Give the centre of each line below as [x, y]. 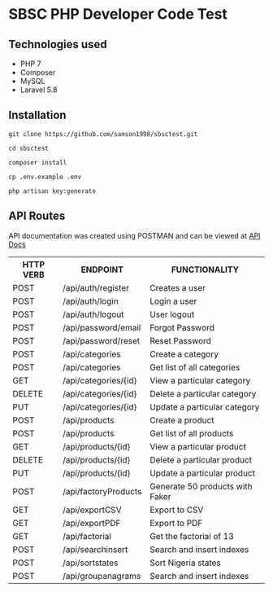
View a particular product [198, 446]
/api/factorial [87, 536]
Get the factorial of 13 [192, 536]
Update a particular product [203, 473]
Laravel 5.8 [39, 90]
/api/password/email [102, 327]
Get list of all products [192, 433]
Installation [37, 115]
